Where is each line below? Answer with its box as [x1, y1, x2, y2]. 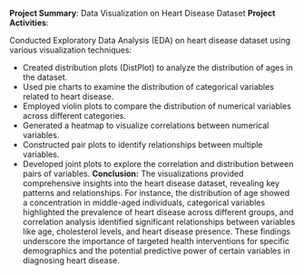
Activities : [9, 17, 49, 28]
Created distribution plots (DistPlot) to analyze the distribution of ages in [22, 63, 293, 73]
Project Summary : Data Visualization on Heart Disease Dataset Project [9, 8, 276, 18]
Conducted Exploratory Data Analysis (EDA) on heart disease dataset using [9, 35, 291, 45]
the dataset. [22, 72, 68, 83]
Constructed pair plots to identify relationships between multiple [22, 140, 263, 150]
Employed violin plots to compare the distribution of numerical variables [22, 101, 292, 112]
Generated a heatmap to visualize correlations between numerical [22, 120, 270, 131]
